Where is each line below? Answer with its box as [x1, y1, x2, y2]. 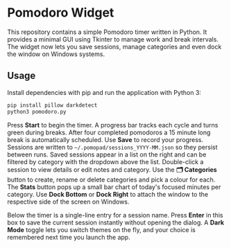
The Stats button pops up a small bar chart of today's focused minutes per [7, 182, 221, 191]
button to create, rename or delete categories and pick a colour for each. [7, 175, 216, 184]
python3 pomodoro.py [7, 108, 67, 115]
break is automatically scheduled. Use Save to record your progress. [7, 135, 203, 143]
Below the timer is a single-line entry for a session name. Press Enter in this [7, 211, 223, 219]
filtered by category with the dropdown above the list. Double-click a [7, 157, 204, 166]
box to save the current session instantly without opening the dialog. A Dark [7, 218, 224, 227]
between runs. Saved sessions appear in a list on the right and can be [7, 150, 207, 159]
